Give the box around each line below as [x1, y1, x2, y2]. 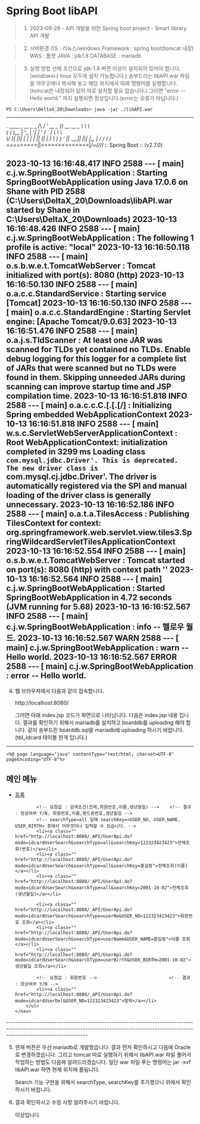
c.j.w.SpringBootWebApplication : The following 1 [6, 233, 194, 243]
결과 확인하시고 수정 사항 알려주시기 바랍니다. [14, 1098, 120, 1106]
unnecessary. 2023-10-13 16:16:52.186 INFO [6, 500, 174, 510]
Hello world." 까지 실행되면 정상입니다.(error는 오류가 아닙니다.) [29, 94, 179, 102]
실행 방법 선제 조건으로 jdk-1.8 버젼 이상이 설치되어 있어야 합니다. [29, 64, 181, 72]
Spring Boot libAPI [6, 4, 98, 18]
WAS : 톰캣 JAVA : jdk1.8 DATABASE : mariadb [29, 52, 142, 59]
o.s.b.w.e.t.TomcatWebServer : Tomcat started [6, 555, 186, 566]
